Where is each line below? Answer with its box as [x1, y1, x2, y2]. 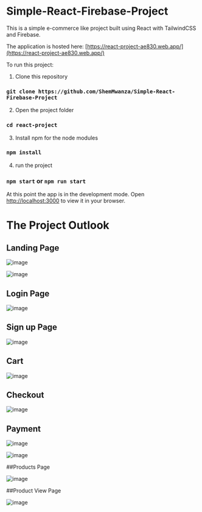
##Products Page [6, 463, 50, 471]
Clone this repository [15, 73, 68, 80]
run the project [15, 162, 53, 169]
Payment [6, 424, 41, 434]
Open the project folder [15, 107, 74, 114]
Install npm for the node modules [15, 134, 99, 141]
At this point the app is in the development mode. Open [6, 191, 145, 198]
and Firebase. [6, 30, 41, 38]
